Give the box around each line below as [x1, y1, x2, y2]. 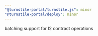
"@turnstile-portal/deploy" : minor [4, 12, 79, 17]
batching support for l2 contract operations [4, 25, 94, 31]
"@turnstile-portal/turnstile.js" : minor [4, 7, 92, 12]
